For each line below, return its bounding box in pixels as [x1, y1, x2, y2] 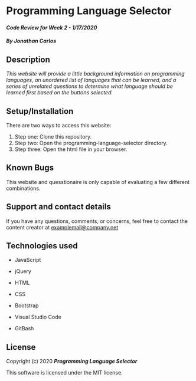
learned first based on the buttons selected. [6, 89, 113, 96]
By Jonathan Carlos [6, 37, 57, 45]
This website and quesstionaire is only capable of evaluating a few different [6, 178, 190, 185]
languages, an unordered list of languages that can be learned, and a [6, 77, 177, 84]
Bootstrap [14, 302, 39, 309]
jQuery [14, 268, 31, 275]
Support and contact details [6, 202, 111, 212]
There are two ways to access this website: [6, 122, 112, 129]
